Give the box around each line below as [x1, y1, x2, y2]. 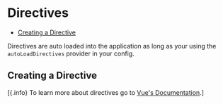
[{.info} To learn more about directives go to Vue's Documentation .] [7, 88, 204, 96]
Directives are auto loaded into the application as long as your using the [7, 41, 217, 50]
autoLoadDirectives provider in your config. [7, 49, 135, 58]
